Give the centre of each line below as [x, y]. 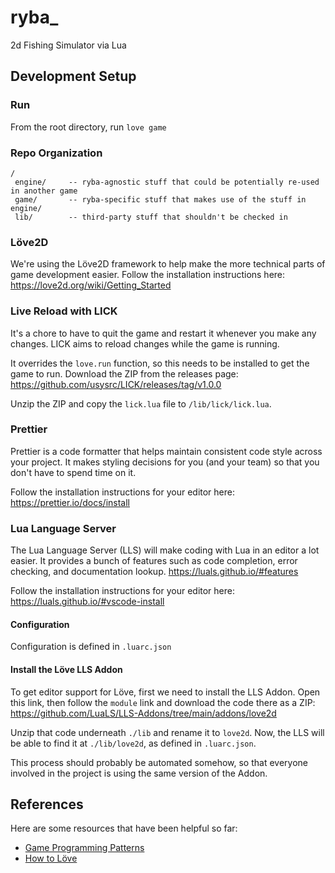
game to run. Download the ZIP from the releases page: [124, 373]
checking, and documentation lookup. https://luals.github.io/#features [154, 572]
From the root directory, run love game [88, 127]
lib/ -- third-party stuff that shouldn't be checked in [151, 217]
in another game [44, 191]
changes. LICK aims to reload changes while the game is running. [145, 343]
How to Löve [51, 858]
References [47, 804]
